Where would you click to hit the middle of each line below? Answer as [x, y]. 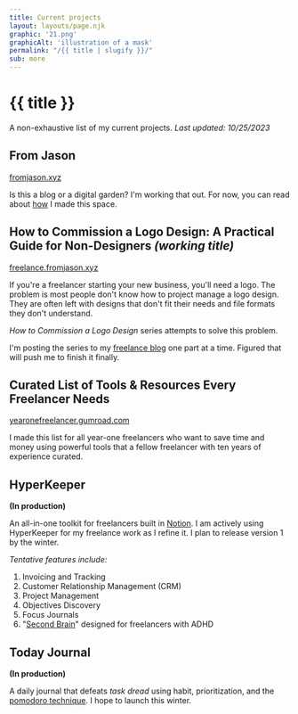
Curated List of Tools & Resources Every [123, 385]
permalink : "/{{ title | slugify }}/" [81, 51]
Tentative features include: [58, 560]
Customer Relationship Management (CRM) [102, 587]
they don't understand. [51, 313]
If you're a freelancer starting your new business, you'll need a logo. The [142, 284]
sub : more [28, 59]
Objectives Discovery [61, 605]
